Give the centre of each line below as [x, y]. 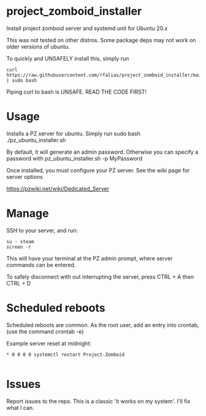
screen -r [19, 247]
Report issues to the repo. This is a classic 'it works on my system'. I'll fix [98, 401]
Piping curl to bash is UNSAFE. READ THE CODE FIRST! [77, 92]
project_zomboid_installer [74, 11]
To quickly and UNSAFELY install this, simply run [68, 58]
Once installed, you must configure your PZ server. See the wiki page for [98, 170]
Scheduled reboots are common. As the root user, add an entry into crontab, [103, 325]
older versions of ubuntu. [38, 47]
